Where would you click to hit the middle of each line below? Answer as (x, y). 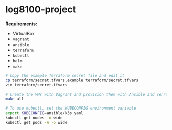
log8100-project (41, 9)
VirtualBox (24, 33)
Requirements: (21, 24)
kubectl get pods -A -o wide (36, 122)
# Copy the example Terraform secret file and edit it (65, 75)
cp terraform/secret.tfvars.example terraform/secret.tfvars (72, 80)
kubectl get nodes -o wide (34, 118)
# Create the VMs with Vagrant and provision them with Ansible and (80, 94)
